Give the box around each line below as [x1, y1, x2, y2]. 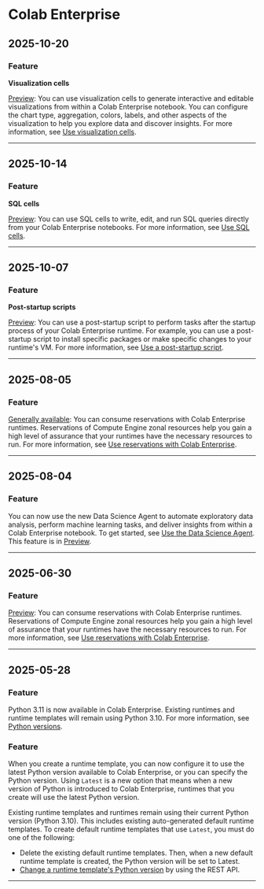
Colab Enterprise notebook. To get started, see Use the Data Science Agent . [8, 528, 255, 537]
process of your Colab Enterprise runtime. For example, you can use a [8, 326, 236, 335]
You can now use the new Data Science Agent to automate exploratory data [8, 511, 254, 520]
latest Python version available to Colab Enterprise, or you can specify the [8, 768, 248, 777]
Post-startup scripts [8, 302, 76, 312]
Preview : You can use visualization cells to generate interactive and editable [8, 93, 254, 103]
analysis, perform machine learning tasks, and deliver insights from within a [8, 520, 253, 529]
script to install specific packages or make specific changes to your [32, 335, 252, 344]
